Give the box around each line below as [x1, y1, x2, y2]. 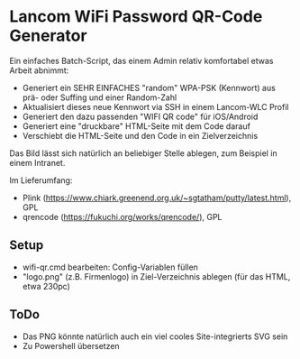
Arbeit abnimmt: [9, 65, 69, 76]
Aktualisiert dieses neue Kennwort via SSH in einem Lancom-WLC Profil [22, 101, 289, 112]
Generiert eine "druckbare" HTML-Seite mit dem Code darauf [22, 120, 250, 132]
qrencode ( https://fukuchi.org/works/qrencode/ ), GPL [22, 211, 223, 222]
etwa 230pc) [22, 281, 70, 291]
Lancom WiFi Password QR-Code [9, 6, 263, 27]
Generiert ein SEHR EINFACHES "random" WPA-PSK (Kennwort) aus [22, 82, 277, 93]
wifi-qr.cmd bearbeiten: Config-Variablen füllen [22, 262, 198, 272]
